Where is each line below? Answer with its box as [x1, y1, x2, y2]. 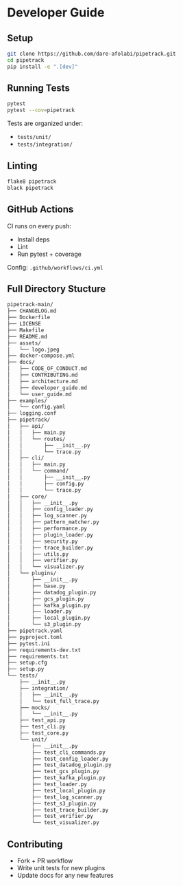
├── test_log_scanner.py [32, 793, 103, 801]
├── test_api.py [19, 717, 66, 724]
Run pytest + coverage [16, 250, 82, 258]
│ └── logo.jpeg [7, 346, 60, 353]
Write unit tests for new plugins [16, 863, 106, 872]
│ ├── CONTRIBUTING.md [7, 371, 78, 378]
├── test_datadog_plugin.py [32, 761, 112, 768]
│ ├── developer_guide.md [7, 384, 88, 391]
